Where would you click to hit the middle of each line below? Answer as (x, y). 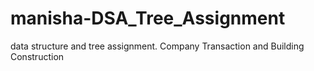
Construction (37, 56)
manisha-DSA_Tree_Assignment (148, 18)
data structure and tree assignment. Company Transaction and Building (157, 46)
